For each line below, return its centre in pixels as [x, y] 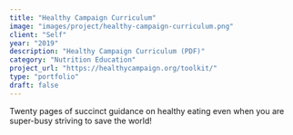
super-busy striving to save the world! [81, 121]
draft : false [34, 85]
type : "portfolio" [44, 77]
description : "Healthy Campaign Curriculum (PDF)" [107, 52]
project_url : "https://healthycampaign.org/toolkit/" [114, 69]
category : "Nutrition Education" [73, 60]
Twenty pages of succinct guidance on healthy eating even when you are [147, 111]
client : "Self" [38, 34]
